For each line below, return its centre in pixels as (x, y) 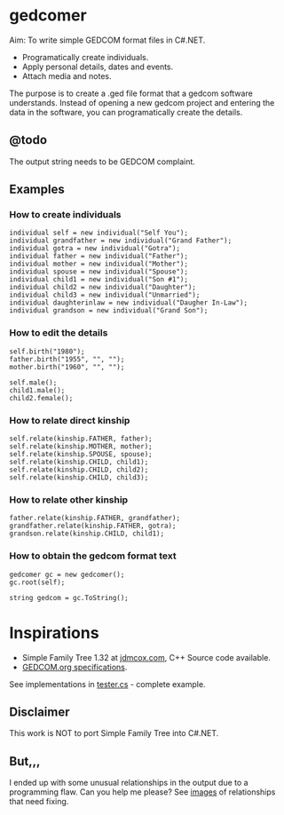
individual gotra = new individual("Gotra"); (95, 249)
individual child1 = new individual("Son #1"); (99, 280)
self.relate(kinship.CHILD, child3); (79, 478)
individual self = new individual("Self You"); (99, 233)
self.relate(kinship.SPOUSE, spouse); (81, 455)
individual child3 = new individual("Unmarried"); (105, 295)
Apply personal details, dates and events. (98, 67)
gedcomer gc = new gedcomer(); (67, 574)
